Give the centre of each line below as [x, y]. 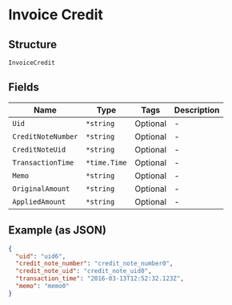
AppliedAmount [39, 201]
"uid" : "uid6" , [41, 256]
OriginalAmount [41, 189]
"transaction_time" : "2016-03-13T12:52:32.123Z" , [100, 279]
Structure [33, 45]
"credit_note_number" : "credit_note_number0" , [94, 264]
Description [197, 110]
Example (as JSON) [57, 230]
